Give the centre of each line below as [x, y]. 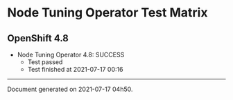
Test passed [45, 62]
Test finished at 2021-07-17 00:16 [75, 69]
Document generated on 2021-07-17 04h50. [70, 89]
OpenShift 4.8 [38, 38]
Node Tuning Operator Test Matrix [107, 13]
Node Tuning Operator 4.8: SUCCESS [71, 54]
